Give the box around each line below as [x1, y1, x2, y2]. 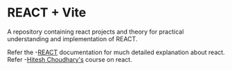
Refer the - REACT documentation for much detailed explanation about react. [7, 48, 225, 56]
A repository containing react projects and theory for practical [7, 27, 184, 36]
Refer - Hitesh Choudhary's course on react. [7, 55, 133, 63]
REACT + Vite [7, 5, 87, 21]
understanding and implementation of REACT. [7, 34, 138, 43]
